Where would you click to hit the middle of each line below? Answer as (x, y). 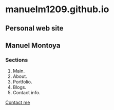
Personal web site (34, 28)
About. (20, 76)
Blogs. (20, 87)
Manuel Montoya (33, 45)
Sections (17, 60)
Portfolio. (22, 82)
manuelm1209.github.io (57, 9)
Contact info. (26, 93)
